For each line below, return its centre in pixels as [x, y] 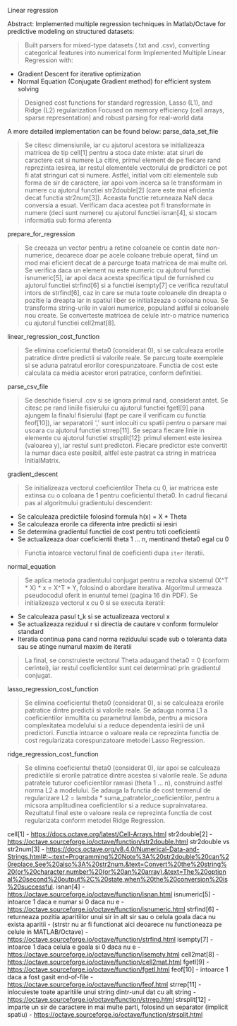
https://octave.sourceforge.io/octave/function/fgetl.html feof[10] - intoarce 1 [118, 969]
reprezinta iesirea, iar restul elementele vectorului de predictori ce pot [126, 168]
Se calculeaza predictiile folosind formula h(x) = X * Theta [102, 517]
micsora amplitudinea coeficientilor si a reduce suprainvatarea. [116, 805]
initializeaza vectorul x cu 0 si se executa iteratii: [95, 603]
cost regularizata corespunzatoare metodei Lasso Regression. [115, 740]
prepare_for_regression [41, 234]
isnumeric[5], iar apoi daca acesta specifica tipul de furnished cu [119, 278]
